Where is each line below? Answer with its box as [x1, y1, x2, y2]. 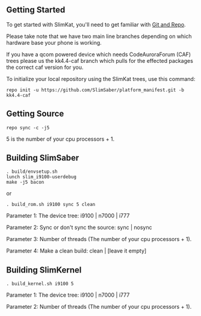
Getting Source [6, 109, 64, 119]
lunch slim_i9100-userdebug [6, 174, 77, 180]
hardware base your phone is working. [6, 39, 102, 46]
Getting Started [6, 5, 66, 15]
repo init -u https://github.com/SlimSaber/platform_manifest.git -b [6, 87, 185, 93]
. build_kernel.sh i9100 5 [6, 281, 74, 287]
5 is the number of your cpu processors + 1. [6, 135, 115, 143]
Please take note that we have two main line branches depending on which [6, 33, 192, 40]
